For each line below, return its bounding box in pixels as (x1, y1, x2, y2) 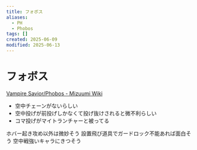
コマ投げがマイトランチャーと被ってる (14, 117, 110, 124)
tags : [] (6, 31, 28, 37)
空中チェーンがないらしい (14, 102, 78, 109)
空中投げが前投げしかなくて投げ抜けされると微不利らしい (14, 109, 157, 117)
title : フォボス (6, 8, 43, 15)
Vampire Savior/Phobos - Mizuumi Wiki (6, 90, 103, 97)
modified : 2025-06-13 (6, 42, 60, 48)
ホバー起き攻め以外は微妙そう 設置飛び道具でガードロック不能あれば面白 (6, 130, 186, 137)
